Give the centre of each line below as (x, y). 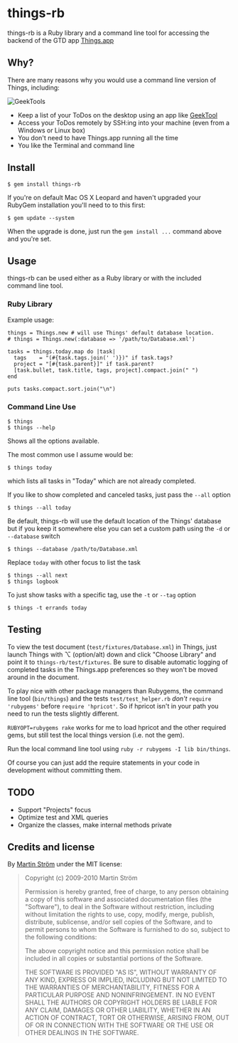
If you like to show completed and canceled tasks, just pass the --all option (119, 494)
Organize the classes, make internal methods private (94, 824)
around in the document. (43, 677)
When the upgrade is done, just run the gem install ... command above (115, 231)
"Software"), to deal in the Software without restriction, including (119, 907)
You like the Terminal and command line (76, 145)
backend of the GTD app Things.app (61, 40)
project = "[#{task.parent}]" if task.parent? (84, 364)
